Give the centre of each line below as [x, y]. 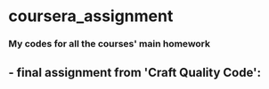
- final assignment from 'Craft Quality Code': [135, 72]
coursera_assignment [91, 16]
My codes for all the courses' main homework [110, 44]
